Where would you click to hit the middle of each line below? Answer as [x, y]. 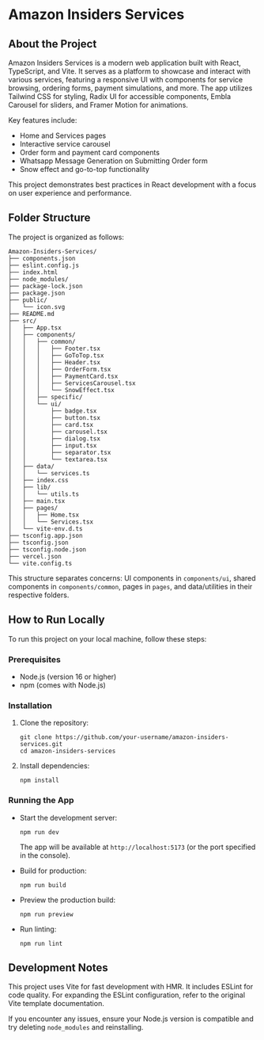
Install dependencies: [55, 766]
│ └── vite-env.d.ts [45, 528]
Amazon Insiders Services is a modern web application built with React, [124, 63]
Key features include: [43, 120]
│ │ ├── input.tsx [53, 445]
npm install [39, 781]
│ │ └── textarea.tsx [58, 459]
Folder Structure [49, 218]
